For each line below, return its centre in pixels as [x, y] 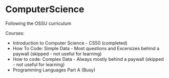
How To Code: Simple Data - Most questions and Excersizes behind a [86, 48]
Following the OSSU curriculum [38, 23]
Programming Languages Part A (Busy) [54, 70]
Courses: [15, 33]
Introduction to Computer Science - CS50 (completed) [70, 43]
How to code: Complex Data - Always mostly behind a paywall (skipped [88, 59]
